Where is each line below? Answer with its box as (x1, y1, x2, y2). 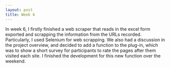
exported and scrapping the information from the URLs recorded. (5, 31, 141, 37)
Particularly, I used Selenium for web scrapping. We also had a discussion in (5, 36, 165, 43)
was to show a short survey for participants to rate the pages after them (5, 47, 156, 53)
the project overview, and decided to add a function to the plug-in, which (5, 42, 158, 48)
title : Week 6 (5, 12, 36, 17)
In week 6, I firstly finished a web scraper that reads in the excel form (5, 26, 151, 32)
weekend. (5, 58, 26, 64)
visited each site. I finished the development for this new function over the (5, 52, 161, 58)
